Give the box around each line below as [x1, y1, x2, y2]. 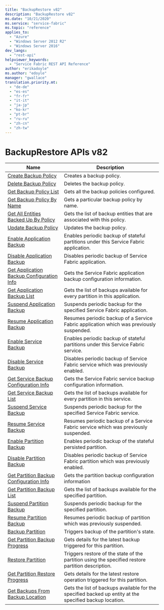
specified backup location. [64, 597, 125, 604]
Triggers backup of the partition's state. [64, 528, 155, 535]
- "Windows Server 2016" [9, 44, 60, 48]
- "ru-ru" [9, 116, 29, 121]
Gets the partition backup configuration [64, 472, 155, 479]
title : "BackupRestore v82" [5, 7, 62, 12]
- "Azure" [9, 35, 29, 40]
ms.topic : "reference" [5, 25, 51, 30]
